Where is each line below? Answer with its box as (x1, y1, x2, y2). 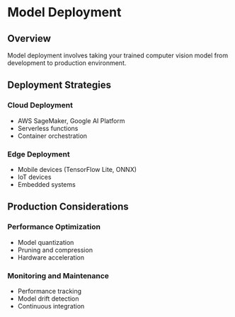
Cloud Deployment (7, 100, 73, 110)
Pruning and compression (17, 246, 93, 254)
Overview (7, 33, 52, 45)
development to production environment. (7, 59, 127, 67)
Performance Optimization (7, 222, 101, 232)
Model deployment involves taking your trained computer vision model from (7, 51, 229, 59)
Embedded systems (17, 180, 76, 188)
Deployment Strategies (7, 79, 112, 91)
